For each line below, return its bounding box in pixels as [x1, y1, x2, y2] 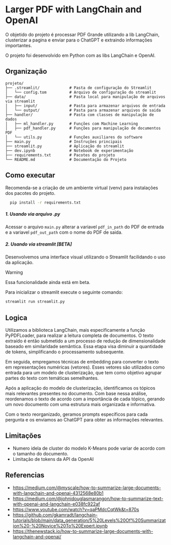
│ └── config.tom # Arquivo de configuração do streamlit [5, 90, 157, 95]
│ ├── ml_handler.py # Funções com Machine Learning [5, 121, 138, 126]
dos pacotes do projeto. [5, 190, 56, 196]
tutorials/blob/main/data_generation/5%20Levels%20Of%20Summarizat [12, 517, 166, 523]
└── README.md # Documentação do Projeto [5, 157, 127, 162]
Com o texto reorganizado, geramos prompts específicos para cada [5, 411, 148, 417]
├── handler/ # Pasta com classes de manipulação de [5, 112, 154, 117]
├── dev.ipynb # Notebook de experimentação [5, 148, 134, 153]
